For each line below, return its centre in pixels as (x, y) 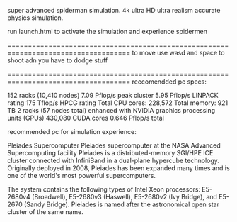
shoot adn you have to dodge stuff (58, 60)
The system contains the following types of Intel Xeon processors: (104, 189)
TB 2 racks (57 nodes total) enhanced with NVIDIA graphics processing (111, 110)
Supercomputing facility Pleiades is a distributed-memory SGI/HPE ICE (110, 153)
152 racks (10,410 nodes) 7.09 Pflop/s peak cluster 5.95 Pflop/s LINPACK (113, 95)
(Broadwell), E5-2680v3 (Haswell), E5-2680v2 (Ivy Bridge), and (125, 197)
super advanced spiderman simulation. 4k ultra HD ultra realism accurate (114, 10)
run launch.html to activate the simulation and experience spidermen (107, 32)
